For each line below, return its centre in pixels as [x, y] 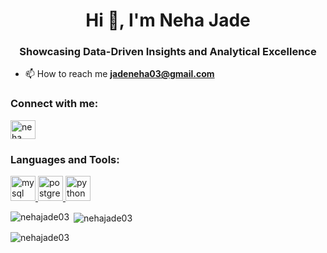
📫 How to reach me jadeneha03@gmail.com [119, 74]
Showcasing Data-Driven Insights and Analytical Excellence [168, 52]
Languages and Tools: [65, 159]
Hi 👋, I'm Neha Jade [168, 20]
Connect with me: [54, 104]
